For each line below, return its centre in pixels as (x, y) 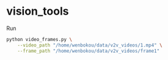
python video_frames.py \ (39, 39)
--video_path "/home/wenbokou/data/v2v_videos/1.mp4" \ (90, 45)
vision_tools (38, 11)
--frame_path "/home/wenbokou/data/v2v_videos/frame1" (89, 51)
